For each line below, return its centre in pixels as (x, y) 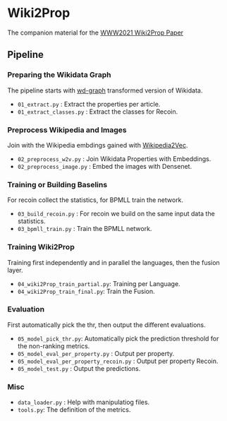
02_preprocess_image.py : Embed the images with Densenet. (105, 166)
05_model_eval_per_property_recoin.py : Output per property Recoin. (118, 361)
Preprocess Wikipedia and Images (67, 130)
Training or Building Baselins (57, 184)
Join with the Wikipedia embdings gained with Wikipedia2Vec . (98, 145)
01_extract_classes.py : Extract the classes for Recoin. (98, 112)
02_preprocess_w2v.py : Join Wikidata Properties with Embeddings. (114, 159)
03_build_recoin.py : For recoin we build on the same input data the (116, 214)
